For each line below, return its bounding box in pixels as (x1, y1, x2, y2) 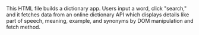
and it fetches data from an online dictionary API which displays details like (6, 11, 189, 18)
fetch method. (6, 23, 40, 30)
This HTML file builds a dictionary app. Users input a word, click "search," (6, 5, 187, 12)
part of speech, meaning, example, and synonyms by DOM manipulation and (6, 17, 194, 24)
